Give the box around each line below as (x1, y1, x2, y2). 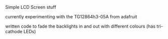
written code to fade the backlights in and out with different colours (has (5, 23, 155, 29)
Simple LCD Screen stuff (5, 4, 57, 10)
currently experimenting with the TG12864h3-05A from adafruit (5, 14, 137, 19)
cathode (5, 29, 23, 34)
